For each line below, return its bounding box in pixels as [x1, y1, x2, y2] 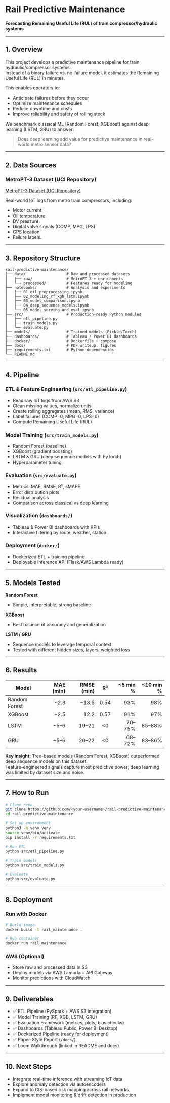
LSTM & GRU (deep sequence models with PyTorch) [12, 454, 122, 460]
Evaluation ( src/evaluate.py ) [5, 472, 77, 479]
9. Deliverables [5, 995, 54, 1003]
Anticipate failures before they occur [12, 95, 90, 101]
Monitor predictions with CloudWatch [12, 975, 91, 982]
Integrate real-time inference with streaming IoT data [12, 1076, 123, 1082]
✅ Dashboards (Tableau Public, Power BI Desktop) [12, 1025, 118, 1031]
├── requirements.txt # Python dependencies [5, 347, 114, 353]
